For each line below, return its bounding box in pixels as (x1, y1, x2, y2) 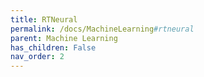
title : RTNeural (10, 14, 78, 25)
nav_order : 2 (10, 52, 65, 62)
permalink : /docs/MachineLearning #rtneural (10, 24, 195, 34)
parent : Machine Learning (10, 33, 118, 43)
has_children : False (10, 42, 97, 53)
